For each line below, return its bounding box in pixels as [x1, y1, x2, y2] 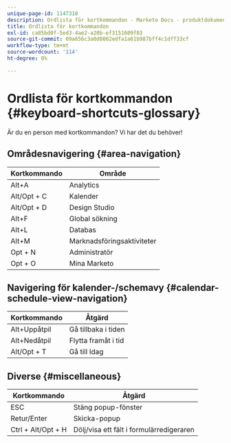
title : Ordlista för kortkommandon [7, 23, 109, 30]
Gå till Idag [69, 347, 104, 357]
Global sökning [69, 214, 118, 223]
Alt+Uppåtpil [10, 324, 52, 334]
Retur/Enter [10, 414, 47, 424]
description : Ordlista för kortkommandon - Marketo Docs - [7, 17, 180, 23]
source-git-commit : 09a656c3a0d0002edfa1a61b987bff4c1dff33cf [7, 36, 189, 43]
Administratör [69, 247, 113, 257]
